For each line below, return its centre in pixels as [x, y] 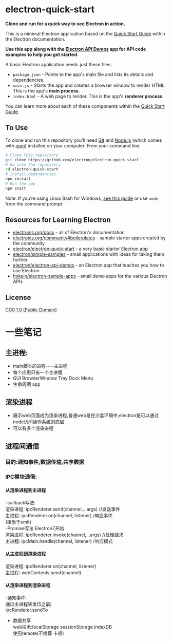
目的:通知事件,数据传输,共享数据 [45, 462]
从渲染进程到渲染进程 [28, 585]
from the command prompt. [34, 203]
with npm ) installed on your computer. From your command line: [73, 145]
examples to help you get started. [42, 54]
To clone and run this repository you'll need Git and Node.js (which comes [84, 140]
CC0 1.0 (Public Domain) [31, 310]
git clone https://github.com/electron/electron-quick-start [72, 160]
